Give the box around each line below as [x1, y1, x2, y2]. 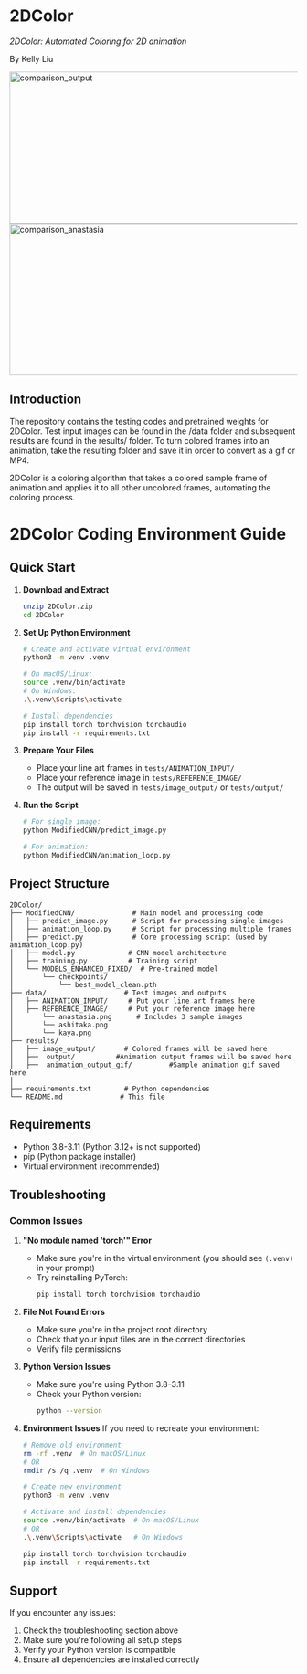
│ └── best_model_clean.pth [9, 980, 157, 989]
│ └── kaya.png [9, 1028, 92, 1037]
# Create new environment [22, 1482, 122, 1491]
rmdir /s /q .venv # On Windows [22, 1466, 151, 1475]
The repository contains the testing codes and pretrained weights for [9, 416, 270, 426]
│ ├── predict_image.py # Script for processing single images [9, 916, 284, 925]
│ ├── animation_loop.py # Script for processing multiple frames [9, 924, 292, 933]
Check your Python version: [36, 1389, 142, 1400]
